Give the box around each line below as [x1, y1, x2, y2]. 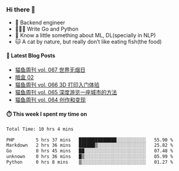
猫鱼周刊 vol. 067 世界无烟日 [14, 66, 86, 73]
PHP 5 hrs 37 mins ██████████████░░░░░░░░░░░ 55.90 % [6, 137, 173, 143]
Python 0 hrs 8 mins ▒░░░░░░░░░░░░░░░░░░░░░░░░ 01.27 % [6, 159, 173, 166]
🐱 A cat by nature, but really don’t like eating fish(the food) [14, 38, 162, 46]
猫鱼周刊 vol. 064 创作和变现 [14, 96, 86, 103]
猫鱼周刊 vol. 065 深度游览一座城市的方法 [14, 88, 117, 95]
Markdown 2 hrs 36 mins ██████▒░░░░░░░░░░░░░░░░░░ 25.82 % [6, 142, 173, 149]
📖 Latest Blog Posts [6, 52, 56, 59]
